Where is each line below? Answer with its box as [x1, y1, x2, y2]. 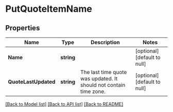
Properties [5, 24, 40, 32]
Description [91, 39, 120, 46]
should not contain [80, 82, 126, 88]
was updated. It [80, 75, 118, 82]
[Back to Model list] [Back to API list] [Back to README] [5, 101, 124, 107]
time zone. [80, 88, 106, 95]
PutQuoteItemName [5, 3, 93, 15]
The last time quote [80, 69, 127, 76]
